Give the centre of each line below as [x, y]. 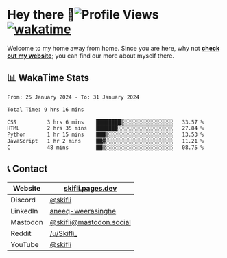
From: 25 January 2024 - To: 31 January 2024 [73, 97]
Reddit [21, 233]
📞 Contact [27, 169]
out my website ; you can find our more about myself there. [91, 56]
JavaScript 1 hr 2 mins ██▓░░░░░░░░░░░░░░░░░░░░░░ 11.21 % [106, 141]
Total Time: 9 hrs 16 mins [46, 110]
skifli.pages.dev [91, 188]
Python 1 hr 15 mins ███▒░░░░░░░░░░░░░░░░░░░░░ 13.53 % [106, 135]
